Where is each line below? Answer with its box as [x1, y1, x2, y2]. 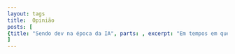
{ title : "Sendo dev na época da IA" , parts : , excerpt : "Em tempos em [7, 29, 218, 37]
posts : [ [7, 23, 33, 30]
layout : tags [7, 10, 45, 18]
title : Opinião [7, 17, 55, 24]
